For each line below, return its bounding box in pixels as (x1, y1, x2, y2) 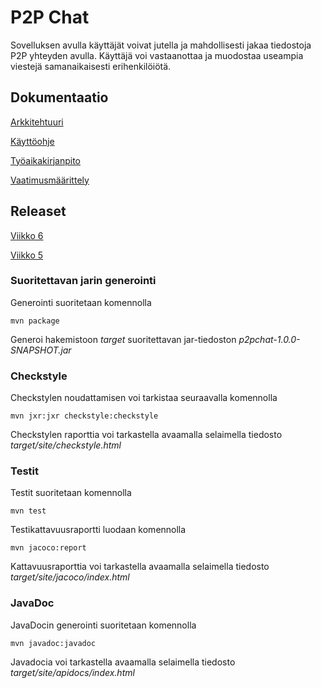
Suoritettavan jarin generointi (10, 274, 157, 288)
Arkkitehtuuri (10, 116, 64, 128)
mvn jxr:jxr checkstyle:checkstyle (10, 411, 159, 421)
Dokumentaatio (10, 89, 109, 106)
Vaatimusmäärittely (10, 174, 90, 186)
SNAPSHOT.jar (10, 344, 72, 356)
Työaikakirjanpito (10, 154, 81, 166)
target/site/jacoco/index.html (10, 571, 130, 583)
